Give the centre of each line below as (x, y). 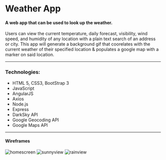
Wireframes (18, 141)
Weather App (33, 9)
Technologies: (23, 72)
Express (21, 109)
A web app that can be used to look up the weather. (59, 22)
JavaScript (23, 88)
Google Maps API (30, 125)
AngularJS (23, 93)
